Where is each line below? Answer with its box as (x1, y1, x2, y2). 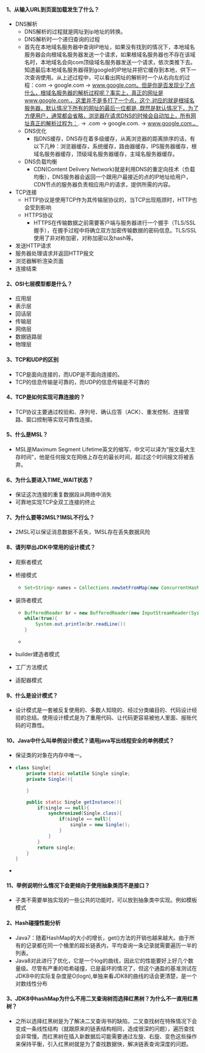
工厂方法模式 (15, 663, 48, 671)
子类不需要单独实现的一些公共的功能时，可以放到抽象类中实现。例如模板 (15, 896, 197, 904)
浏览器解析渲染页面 (15, 257, 64, 265)
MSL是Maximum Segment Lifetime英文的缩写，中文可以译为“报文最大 (15, 446, 190, 453)
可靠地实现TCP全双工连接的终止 (15, 498, 96, 506)
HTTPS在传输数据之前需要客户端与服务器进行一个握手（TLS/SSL (33, 219, 196, 226)
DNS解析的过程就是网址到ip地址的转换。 (24, 28, 126, 35)
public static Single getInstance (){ (26, 799, 123, 805)
